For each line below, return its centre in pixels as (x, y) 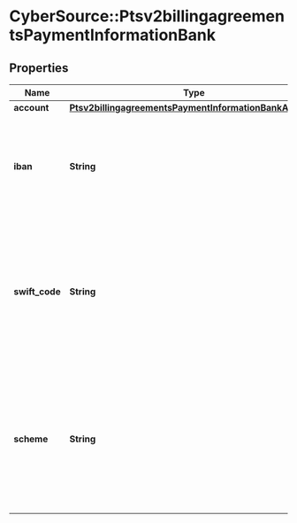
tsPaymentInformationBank (113, 35)
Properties (39, 68)
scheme (31, 439)
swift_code (37, 292)
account (31, 108)
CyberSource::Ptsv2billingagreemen (147, 16)
